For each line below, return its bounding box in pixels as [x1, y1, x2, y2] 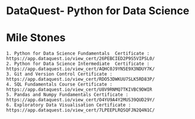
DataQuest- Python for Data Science [6, 4, 190, 18]
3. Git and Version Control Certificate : [6, 71, 113, 77]
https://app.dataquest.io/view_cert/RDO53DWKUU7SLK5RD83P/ [6, 77, 155, 82]
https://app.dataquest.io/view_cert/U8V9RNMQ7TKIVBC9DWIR [6, 87, 152, 92]
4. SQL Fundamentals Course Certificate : [6, 81, 113, 88]
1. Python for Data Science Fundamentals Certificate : [6, 51, 150, 57]
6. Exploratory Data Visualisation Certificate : [6, 102, 132, 108]
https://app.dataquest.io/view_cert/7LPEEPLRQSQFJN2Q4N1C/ [6, 107, 155, 113]
